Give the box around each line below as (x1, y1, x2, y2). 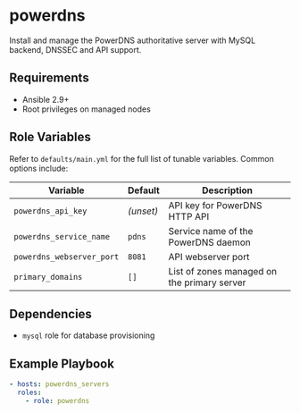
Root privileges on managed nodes (21, 104, 152, 114)
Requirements (9, 71, 89, 86)
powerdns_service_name (13, 232, 110, 241)
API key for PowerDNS (168, 198, 262, 211)
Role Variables (9, 130, 91, 145)
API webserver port (168, 250, 250, 263)
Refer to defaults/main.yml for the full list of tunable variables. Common (9, 153, 274, 164)
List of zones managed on (168, 265, 278, 277)
